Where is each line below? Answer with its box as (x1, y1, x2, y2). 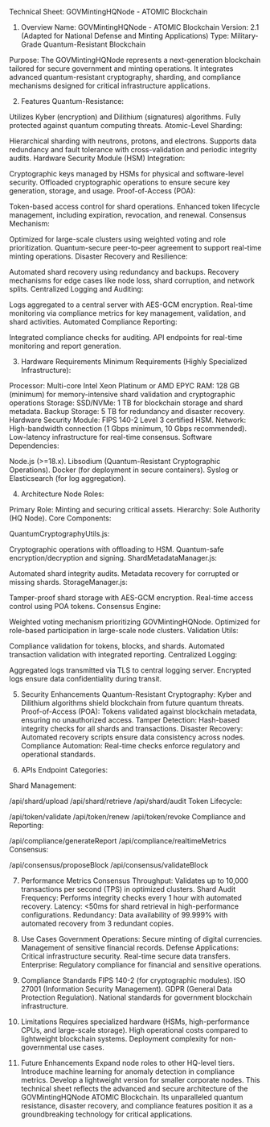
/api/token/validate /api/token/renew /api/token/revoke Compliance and (9, 812, 246, 821)
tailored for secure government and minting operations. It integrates (9, 64, 234, 73)
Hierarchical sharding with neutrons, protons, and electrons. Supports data (9, 136, 256, 146)
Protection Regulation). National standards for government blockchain (20, 992, 252, 1002)
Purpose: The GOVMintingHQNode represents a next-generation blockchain (9, 56, 261, 64)
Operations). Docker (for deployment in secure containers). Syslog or (9, 465, 239, 474)
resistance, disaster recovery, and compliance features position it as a (20, 1101, 253, 1110)
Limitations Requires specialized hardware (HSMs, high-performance (20, 1017, 250, 1026)
